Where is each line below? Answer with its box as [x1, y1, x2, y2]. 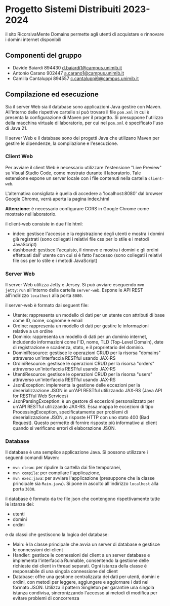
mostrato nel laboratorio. [5, 211, 57, 217]
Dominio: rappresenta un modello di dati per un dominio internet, [12, 333, 148, 340]
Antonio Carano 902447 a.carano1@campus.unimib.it [12, 70, 124, 76]
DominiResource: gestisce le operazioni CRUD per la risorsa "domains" [12, 350, 161, 356]
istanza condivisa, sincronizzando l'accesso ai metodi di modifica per [12, 590, 158, 596]
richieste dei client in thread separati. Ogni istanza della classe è [12, 563, 147, 569]
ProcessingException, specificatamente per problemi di [12, 409, 128, 415]
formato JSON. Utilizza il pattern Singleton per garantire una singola [12, 584, 154, 591]
